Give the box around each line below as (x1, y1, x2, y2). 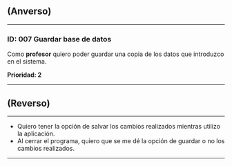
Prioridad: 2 (7, 71, 42, 79)
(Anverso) (7, 6, 52, 17)
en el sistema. (7, 57, 47, 66)
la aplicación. (17, 129, 55, 138)
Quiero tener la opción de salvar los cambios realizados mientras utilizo (17, 122, 221, 130)
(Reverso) (7, 97, 50, 109)
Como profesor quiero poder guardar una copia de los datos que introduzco (7, 50, 224, 58)
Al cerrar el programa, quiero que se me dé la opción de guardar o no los (17, 136, 225, 145)
